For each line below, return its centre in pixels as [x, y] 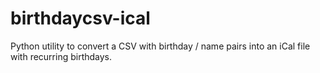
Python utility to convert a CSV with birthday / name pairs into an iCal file [160, 46]
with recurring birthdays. [61, 56]
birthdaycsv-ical [80, 18]
